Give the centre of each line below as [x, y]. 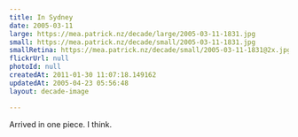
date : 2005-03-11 [41, 26]
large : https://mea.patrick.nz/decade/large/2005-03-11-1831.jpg [132, 34]
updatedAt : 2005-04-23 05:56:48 [69, 83]
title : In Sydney [41, 17]
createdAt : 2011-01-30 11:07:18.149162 [83, 75]
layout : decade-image [49, 91]
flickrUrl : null [39, 58]
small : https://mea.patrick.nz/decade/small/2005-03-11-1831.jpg [132, 42]
